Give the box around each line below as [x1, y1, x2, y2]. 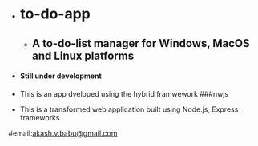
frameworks [19, 112, 60, 122]
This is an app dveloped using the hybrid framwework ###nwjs [19, 89, 229, 98]
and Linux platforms [31, 49, 135, 62]
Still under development [19, 71, 102, 81]
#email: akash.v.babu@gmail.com [8, 128, 118, 138]
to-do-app [19, 5, 91, 23]
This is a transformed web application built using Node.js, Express [19, 105, 239, 114]
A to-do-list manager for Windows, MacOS [31, 37, 250, 50]
